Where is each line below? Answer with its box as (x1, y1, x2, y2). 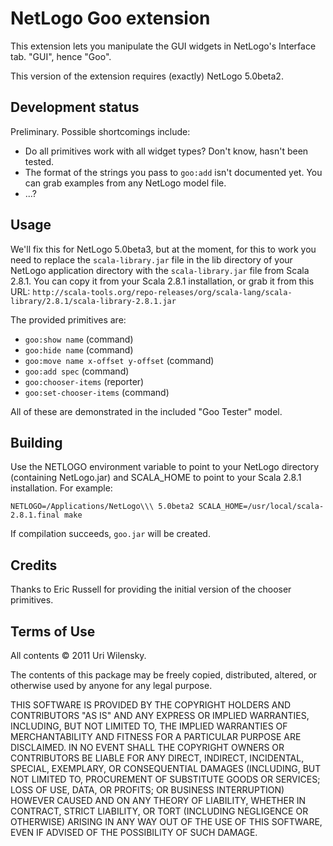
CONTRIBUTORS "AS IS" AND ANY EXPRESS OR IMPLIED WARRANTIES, (10, 710, 310, 721)
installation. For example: (10, 482, 113, 494)
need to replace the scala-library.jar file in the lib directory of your (10, 253, 293, 266)
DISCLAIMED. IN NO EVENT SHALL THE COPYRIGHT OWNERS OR (10, 742, 285, 753)
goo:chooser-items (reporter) (24, 375, 145, 387)
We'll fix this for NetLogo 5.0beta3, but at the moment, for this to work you (10, 243, 317, 255)
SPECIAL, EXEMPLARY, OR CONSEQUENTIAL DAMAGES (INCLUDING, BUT (10, 763, 322, 774)
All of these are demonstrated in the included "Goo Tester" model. (10, 405, 283, 417)
